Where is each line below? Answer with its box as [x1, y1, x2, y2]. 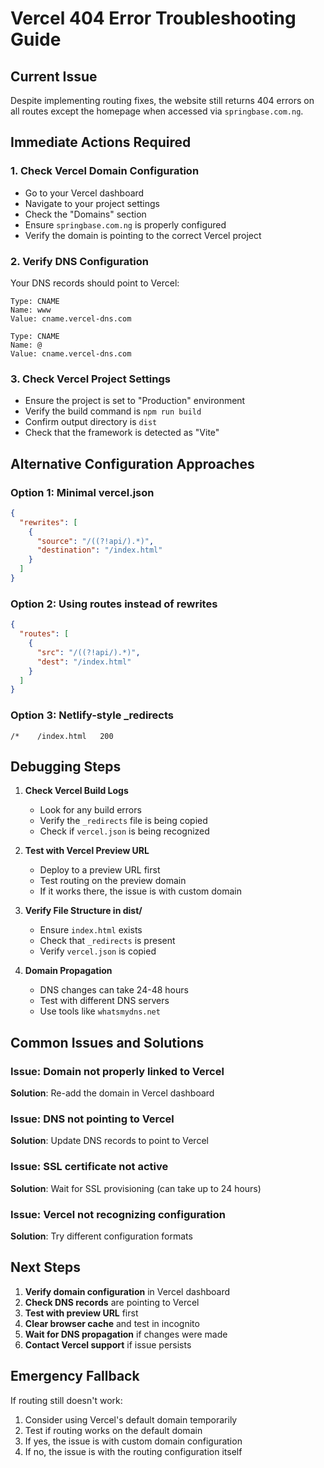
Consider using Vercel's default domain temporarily [24, 1413, 238, 1426]
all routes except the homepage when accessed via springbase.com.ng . [10, 105, 304, 117]
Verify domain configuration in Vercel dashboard [24, 1285, 231, 1297]
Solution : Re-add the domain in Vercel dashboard [10, 1087, 215, 1099]
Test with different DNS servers [39, 995, 170, 1007]
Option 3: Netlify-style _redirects [10, 708, 175, 722]
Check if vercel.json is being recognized [39, 825, 210, 837]
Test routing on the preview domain [39, 875, 187, 887]
